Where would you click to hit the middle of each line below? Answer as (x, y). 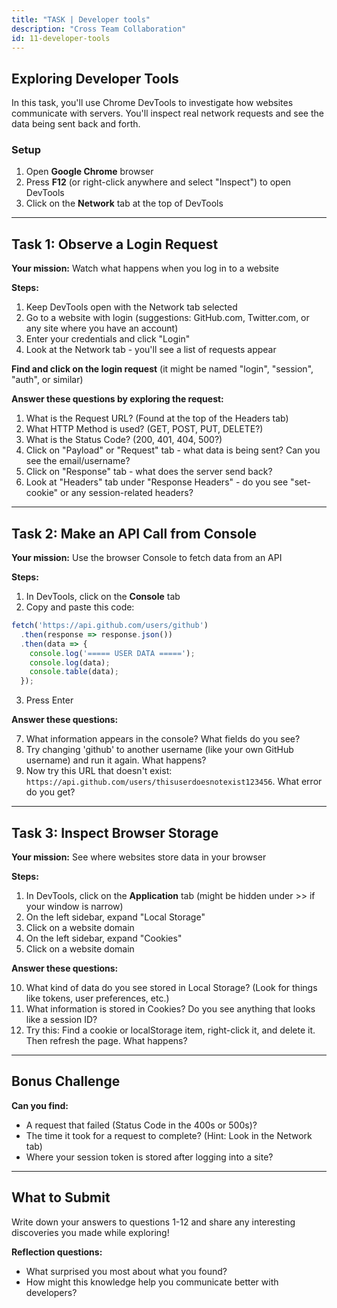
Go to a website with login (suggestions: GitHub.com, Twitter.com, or (167, 318)
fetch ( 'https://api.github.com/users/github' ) (110, 626)
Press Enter (49, 700)
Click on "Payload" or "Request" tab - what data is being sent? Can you (173, 450)
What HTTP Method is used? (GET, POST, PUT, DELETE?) (144, 429)
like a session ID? (61, 1020)
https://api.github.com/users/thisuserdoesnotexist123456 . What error (174, 782)
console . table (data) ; (74, 672)
